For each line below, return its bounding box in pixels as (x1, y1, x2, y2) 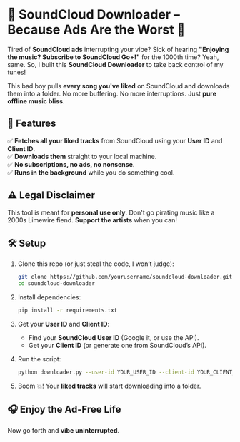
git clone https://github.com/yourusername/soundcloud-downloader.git (17, 274, 233, 281)
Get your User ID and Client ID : (17, 320, 110, 328)
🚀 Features (7, 118, 56, 130)
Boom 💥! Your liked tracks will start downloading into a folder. (17, 381, 201, 390)
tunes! (7, 68, 26, 76)
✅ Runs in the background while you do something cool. (7, 168, 175, 177)
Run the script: (17, 355, 61, 363)
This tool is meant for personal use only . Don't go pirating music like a (7, 208, 215, 217)
